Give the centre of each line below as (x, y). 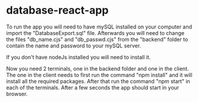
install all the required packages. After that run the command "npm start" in (98, 81)
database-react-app (57, 10)
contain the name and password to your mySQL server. (74, 46)
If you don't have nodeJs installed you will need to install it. (78, 57)
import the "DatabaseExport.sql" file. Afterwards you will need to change (95, 33)
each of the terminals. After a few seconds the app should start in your (93, 87)
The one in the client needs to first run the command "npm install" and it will (99, 75)
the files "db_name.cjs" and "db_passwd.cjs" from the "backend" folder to (97, 39)
